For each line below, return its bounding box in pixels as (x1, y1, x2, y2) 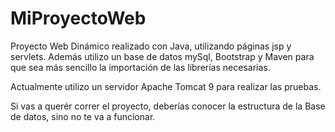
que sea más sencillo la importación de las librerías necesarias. (10, 61, 271, 73)
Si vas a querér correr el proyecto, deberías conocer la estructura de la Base (10, 100, 326, 112)
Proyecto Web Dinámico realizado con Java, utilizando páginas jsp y (10, 40, 292, 52)
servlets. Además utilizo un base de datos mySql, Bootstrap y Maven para (10, 50, 315, 62)
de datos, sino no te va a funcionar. (10, 110, 156, 122)
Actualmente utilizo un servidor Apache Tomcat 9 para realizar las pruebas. (10, 80, 322, 92)
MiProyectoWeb (10, 7, 147, 30)
